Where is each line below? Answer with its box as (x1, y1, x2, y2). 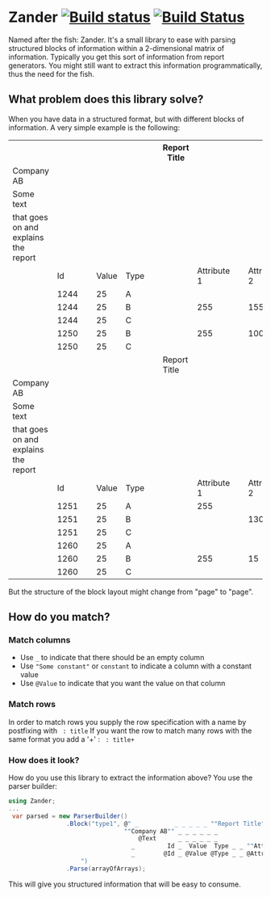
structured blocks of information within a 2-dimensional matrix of (8, 43, 225, 53)
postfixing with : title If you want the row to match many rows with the (8, 726, 252, 735)
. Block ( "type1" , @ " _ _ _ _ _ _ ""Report (65, 819, 240, 828)
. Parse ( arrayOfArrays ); (65, 865, 147, 873)
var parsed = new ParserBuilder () (11, 812, 128, 820)
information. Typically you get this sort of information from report (8, 52, 225, 61)
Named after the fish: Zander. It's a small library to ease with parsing (8, 35, 236, 44)
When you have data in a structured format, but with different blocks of (8, 114, 244, 124)
